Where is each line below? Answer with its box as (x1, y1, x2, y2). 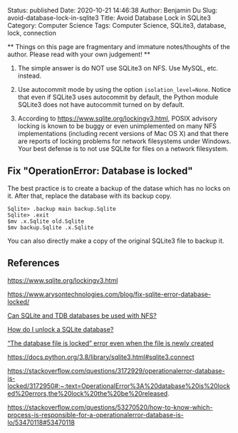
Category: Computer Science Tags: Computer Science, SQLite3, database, (7, 21, 227, 29)
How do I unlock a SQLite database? (7, 325, 114, 333)
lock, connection (7, 28, 57, 37)
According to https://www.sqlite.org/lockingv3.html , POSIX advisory (17, 114, 217, 122)
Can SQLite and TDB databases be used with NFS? (7, 311, 157, 320)
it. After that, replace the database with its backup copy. (7, 192, 172, 200)
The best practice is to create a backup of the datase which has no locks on (7, 184, 230, 192)
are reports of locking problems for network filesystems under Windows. (17, 137, 232, 145)
